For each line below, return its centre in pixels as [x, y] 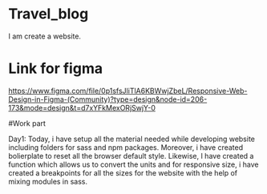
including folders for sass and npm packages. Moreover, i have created [126, 147]
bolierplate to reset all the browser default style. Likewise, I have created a [131, 156]
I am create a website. [45, 36]
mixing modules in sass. [48, 181]
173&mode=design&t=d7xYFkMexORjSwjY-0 [82, 107]
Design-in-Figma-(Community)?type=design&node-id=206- [108, 99]
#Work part [27, 123]
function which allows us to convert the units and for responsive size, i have [133, 164]
